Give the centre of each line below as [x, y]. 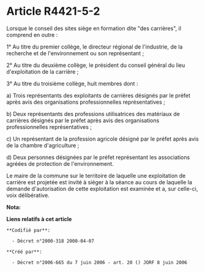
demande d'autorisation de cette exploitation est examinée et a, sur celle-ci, [102, 188]
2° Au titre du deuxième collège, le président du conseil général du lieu [96, 65]
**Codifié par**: [28, 230]
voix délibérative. [28, 195]
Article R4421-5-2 [53, 11]
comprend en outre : [32, 34]
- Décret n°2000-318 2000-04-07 [53, 241]
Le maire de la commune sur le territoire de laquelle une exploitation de [96, 176]
